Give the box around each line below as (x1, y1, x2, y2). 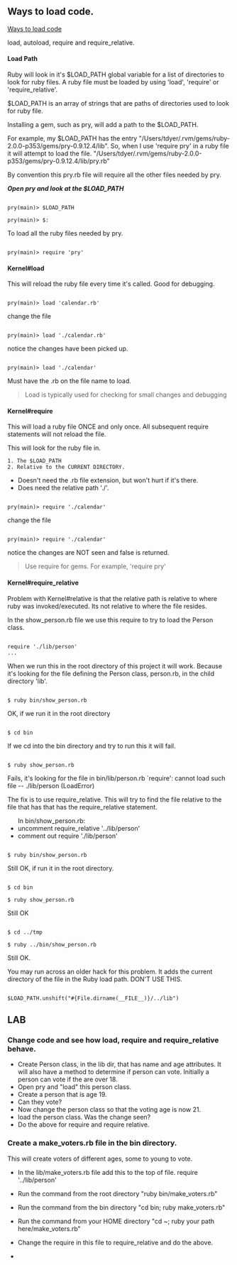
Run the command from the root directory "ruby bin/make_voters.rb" (17, 1189, 218, 1198)
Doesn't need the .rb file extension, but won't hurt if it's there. (17, 476, 199, 485)
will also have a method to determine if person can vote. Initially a (17, 1068, 209, 1076)
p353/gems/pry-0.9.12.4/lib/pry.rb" (7, 157, 110, 165)
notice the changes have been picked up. (7, 344, 128, 353)
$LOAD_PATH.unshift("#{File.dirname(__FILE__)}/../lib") (7, 995, 180, 1002)
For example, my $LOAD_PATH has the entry (7, 134, 138, 143)
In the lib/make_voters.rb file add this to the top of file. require (17, 1168, 199, 1176)
